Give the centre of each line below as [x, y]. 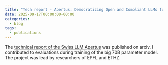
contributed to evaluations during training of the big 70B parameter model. [82, 52]
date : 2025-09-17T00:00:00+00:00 [40, 14]
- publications [25, 33]
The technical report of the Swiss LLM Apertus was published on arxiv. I [79, 47]
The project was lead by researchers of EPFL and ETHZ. [63, 57]
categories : [17, 19]
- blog [16, 24]
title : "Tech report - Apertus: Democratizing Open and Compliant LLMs [81, 10]
